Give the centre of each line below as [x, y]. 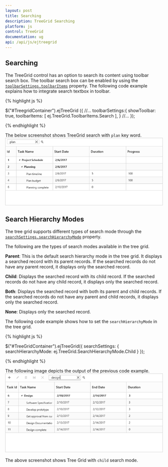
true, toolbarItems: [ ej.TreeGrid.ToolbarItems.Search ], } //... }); [70, 115]
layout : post [19, 10]
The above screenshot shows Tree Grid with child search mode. [72, 460]
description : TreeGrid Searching [40, 21]
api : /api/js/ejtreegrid [31, 42]
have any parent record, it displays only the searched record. [68, 266]
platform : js [19, 26]
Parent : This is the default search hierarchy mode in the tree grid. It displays [84, 256]
